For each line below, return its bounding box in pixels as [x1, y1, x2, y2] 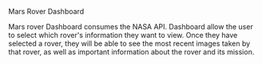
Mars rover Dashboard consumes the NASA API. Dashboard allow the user [8, 22, 253, 31]
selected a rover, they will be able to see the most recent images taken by [8, 39, 251, 48]
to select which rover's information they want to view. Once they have [8, 31, 238, 40]
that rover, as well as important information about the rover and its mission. [8, 47, 255, 56]
